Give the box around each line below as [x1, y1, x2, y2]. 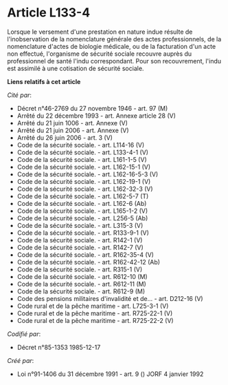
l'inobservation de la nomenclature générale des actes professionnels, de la [7, 34, 222, 43]
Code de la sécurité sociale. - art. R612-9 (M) [16, 287, 146, 295]
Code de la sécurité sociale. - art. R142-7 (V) [16, 243, 144, 251]
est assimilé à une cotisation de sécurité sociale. [7, 64, 144, 72]
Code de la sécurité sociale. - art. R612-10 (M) [16, 272, 148, 280]
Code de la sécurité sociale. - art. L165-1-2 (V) [16, 207, 148, 215]
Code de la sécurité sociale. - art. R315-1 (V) [16, 265, 143, 273]
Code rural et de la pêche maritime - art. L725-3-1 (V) [16, 302, 169, 310]
